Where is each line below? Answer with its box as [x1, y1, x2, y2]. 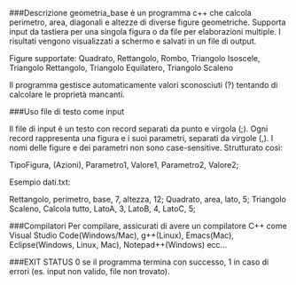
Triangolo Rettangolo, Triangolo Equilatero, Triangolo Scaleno [9, 62, 233, 73]
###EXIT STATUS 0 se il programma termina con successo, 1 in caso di [9, 257, 269, 267]
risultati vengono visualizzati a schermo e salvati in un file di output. [9, 36, 257, 46]
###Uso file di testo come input [9, 107, 125, 116]
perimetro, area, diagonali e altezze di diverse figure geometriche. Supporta [9, 17, 286, 28]
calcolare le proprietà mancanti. [9, 89, 126, 99]
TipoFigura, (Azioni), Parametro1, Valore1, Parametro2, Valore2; [9, 160, 239, 170]
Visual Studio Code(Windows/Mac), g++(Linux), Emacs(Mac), [9, 230, 235, 241]
